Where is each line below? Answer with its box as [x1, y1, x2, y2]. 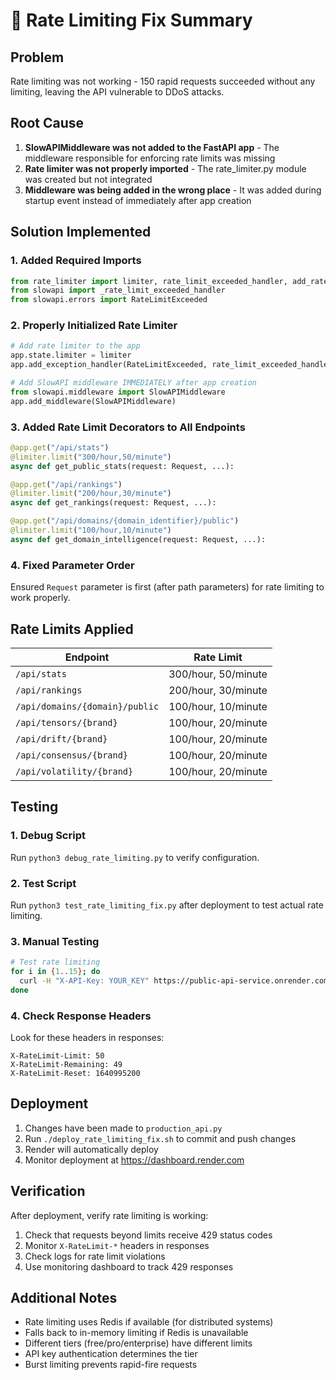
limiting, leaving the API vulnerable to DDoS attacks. [10, 86, 225, 98]
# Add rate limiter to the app [10, 341, 141, 351]
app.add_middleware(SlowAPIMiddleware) [10, 396, 177, 406]
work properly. [10, 592, 71, 604]
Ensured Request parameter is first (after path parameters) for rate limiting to [10, 581, 325, 593]
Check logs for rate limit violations [24, 1250, 166, 1262]
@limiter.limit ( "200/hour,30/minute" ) [10, 489, 172, 499]
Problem [10, 49, 65, 66]
